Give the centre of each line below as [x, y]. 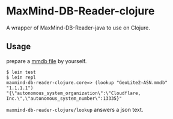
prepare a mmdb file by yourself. [47, 61]
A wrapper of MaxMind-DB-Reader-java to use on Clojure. [78, 28]
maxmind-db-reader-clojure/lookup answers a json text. [75, 109]
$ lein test [21, 72]
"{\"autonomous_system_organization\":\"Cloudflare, [74, 93]
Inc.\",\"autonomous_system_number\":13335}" [64, 98]
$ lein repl [21, 77]
